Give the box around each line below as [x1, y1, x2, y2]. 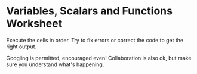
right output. [6, 43, 37, 50]
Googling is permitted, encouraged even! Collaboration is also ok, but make [6, 54, 192, 61]
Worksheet [6, 17, 63, 30]
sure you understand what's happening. [6, 61, 104, 68]
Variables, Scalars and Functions [6, 4, 173, 18]
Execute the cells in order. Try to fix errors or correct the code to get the [6, 36, 184, 44]
